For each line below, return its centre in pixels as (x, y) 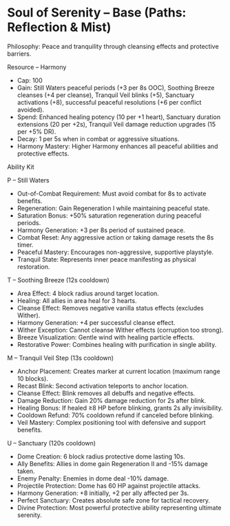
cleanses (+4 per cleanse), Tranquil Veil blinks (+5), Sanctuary (106, 95)
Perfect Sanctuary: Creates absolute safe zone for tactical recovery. (114, 500)
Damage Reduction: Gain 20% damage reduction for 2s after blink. (112, 400)
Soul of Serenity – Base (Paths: (97, 13)
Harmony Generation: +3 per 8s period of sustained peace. (101, 230)
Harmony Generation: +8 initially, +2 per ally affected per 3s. (103, 493)
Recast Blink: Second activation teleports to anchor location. (103, 386)
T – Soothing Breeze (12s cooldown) (59, 280)
